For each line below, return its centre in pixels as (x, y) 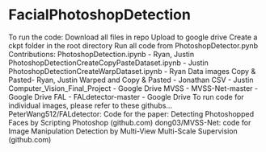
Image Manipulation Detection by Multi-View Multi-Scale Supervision (123, 131)
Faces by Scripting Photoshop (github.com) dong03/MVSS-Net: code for (130, 122)
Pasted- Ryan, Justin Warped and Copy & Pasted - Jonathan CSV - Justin (131, 80)
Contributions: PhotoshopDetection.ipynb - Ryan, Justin (101, 54)
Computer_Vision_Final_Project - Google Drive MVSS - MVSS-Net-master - (133, 88)
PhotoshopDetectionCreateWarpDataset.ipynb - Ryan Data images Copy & (132, 71)
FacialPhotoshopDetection (100, 15)
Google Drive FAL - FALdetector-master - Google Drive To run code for (126, 97)
